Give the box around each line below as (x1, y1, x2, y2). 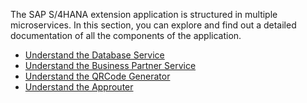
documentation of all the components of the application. (10, 30, 242, 41)
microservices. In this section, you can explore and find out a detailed (10, 19, 297, 31)
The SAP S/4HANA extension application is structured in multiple (10, 9, 278, 20)
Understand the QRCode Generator (24, 70, 171, 82)
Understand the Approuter (24, 81, 134, 93)
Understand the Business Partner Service (24, 60, 197, 71)
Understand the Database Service (24, 49, 165, 61)
